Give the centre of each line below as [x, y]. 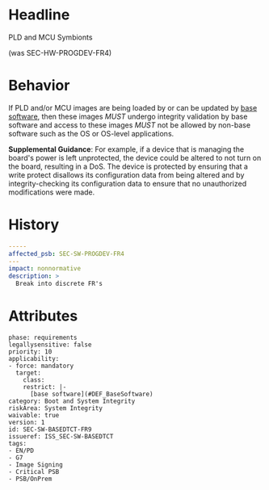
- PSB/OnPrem [30, 479]
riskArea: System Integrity [56, 408]
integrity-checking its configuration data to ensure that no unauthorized [128, 183]
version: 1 [27, 422]
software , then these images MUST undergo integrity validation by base [128, 116]
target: [29, 373]
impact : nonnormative [45, 269]
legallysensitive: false [50, 345]
